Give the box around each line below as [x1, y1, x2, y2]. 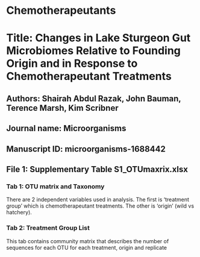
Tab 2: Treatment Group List [6, 224, 90, 232]
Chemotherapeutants [6, 4, 116, 17]
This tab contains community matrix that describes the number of [6, 237, 169, 244]
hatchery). [6, 209, 32, 216]
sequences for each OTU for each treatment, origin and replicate [6, 244, 167, 251]
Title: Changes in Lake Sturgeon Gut [6, 31, 191, 45]
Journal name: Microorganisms [6, 123, 127, 134]
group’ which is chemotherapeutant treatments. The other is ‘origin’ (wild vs [6, 202, 195, 209]
